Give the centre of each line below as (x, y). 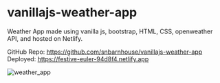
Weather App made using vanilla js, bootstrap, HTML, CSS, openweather (110, 31)
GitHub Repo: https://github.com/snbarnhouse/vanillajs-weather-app (105, 52)
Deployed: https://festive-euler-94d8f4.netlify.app (78, 59)
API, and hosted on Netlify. (45, 38)
